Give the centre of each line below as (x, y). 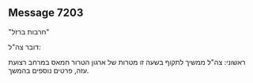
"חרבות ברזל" (29, 31)
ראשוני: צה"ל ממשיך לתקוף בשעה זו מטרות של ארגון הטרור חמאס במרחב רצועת (127, 62)
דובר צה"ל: (25, 47)
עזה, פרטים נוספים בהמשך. (49, 70)
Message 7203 (46, 13)
